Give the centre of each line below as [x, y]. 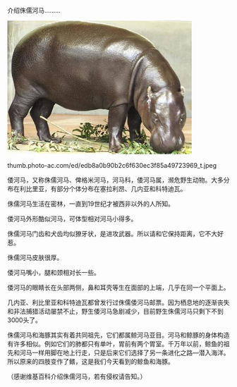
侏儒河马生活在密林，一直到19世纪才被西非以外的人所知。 [91, 204]
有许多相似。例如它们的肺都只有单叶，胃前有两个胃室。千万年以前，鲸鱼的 [115, 344]
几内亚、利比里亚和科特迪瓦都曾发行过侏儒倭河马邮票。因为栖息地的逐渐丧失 [119, 302]
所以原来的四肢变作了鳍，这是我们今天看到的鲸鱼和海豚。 [91, 361]
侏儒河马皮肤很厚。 [35, 257]
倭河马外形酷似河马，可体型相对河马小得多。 [72, 219]
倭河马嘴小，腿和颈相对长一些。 [54, 272]
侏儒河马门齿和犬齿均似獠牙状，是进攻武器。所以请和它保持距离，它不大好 [115, 234]
